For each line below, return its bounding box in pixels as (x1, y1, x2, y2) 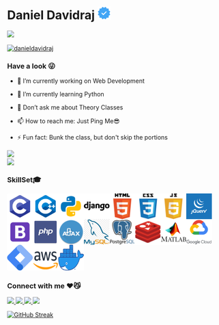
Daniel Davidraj (7, 8, 96, 23)
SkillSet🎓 (7, 174, 42, 184)
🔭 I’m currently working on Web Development (16, 77, 145, 85)
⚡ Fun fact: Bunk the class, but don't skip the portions (16, 133, 169, 142)
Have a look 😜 (7, 61, 56, 70)
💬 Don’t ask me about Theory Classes (16, 103, 123, 112)
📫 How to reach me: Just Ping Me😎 (16, 117, 121, 125)
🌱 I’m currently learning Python (16, 90, 104, 99)
